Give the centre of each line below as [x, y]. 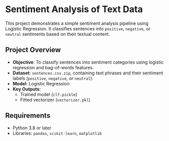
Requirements [28, 115]
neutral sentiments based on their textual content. [58, 34]
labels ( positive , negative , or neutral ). [53, 78]
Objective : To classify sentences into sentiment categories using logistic [88, 62]
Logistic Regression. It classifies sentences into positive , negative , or [78, 28]
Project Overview [33, 50]
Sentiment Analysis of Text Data [74, 9]
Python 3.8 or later [32, 128]
